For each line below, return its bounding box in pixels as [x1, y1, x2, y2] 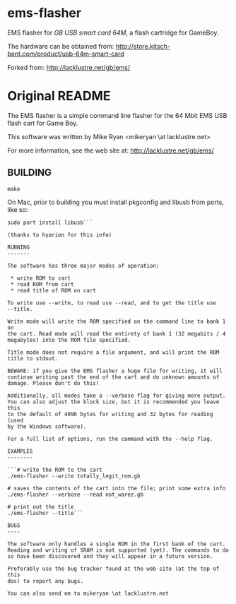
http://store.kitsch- [115, 42, 171, 50]
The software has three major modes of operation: [7, 262, 160, 269]
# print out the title [7, 503, 74, 510]
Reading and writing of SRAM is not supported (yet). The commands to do [7, 546, 230, 554]
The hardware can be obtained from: [7, 42, 114, 50]
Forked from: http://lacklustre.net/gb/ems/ [7, 63, 131, 71]
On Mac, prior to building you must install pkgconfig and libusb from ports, [7, 198, 225, 206]
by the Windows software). [7, 422, 87, 430]
